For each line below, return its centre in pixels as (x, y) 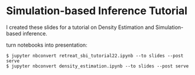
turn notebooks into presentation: (47, 45)
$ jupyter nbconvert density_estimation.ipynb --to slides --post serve (97, 66)
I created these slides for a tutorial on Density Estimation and (80, 27)
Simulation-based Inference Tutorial (97, 11)
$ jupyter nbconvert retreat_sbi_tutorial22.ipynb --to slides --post (95, 56)
